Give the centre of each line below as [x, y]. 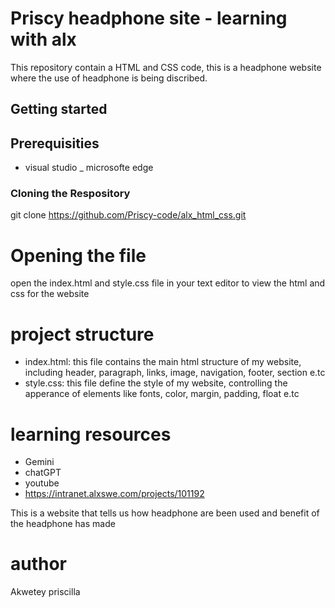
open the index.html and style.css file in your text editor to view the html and [168, 283]
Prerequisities [55, 143]
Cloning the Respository [70, 194]
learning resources [91, 434]
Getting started [59, 109]
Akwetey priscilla [45, 592]
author [39, 564]
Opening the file [78, 255]
